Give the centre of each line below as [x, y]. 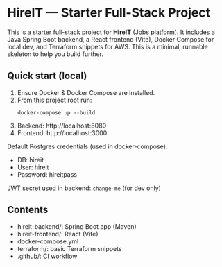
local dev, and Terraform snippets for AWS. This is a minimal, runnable [108, 46]
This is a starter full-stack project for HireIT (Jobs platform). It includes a [111, 32]
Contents [28, 210]
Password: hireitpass [47, 174]
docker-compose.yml [48, 241]
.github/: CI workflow [47, 256]
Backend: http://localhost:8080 [62, 126]
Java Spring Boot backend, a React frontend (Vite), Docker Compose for [111, 39]
